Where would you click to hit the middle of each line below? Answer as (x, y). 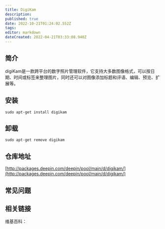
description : (18, 14)
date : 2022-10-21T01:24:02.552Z (38, 23)
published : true (22, 19)
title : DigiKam (21, 10)
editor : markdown (23, 33)
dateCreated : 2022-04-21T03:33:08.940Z (46, 37)
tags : (11, 28)
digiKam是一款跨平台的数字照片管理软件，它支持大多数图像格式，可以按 (78, 71)
